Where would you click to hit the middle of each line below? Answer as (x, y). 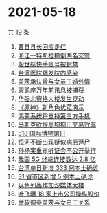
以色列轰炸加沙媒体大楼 (51, 185)
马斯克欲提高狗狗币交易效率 (57, 124)
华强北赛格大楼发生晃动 (51, 98)
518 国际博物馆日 (41, 133)
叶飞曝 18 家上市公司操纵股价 (59, 194)
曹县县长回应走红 (42, 46)
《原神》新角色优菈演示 (51, 107)
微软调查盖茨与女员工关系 (54, 202)
